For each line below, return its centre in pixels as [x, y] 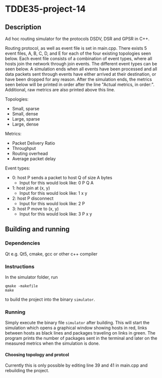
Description [23, 27]
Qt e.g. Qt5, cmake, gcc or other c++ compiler [51, 254]
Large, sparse [26, 119]
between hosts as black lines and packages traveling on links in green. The [80, 333]
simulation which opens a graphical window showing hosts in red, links [76, 328]
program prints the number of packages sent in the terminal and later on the [81, 338]
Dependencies [23, 243]
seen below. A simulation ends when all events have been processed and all [81, 69]
